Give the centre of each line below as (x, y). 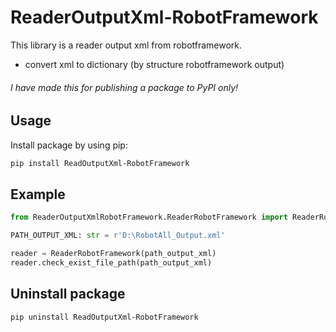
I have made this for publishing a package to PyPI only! (124, 87)
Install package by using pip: (69, 145)
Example (38, 194)
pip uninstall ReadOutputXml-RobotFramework (104, 317)
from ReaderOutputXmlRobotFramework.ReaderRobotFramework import (149, 217)
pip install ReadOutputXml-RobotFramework (100, 163)
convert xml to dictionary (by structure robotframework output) (154, 64)
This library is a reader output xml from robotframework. (126, 45)
